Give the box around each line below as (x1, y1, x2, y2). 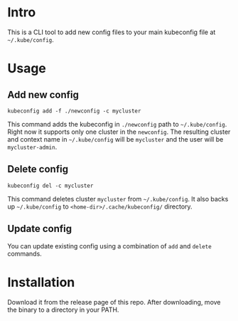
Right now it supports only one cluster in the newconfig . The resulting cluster (7, 127, 231, 136)
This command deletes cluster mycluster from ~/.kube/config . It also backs (7, 194, 229, 203)
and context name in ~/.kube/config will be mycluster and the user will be (7, 135, 224, 143)
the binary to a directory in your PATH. (7, 305, 119, 314)
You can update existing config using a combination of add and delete (7, 241, 212, 250)
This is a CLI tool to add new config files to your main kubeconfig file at (7, 28, 216, 36)
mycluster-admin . (7, 142, 58, 151)
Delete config (7, 163, 69, 175)
